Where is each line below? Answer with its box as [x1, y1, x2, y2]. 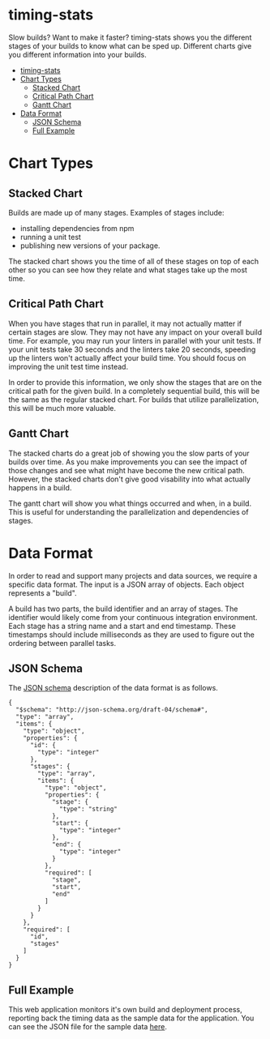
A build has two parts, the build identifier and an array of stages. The [8, 604, 238, 614]
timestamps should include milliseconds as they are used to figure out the [8, 630, 255, 639]
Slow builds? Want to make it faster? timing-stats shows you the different [8, 32, 252, 42]
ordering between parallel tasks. [8, 638, 116, 648]
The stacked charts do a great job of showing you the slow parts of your [8, 448, 250, 458]
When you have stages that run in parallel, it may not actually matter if [8, 319, 242, 328]
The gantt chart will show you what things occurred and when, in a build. [8, 498, 252, 508]
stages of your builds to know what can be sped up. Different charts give [8, 41, 252, 50]
